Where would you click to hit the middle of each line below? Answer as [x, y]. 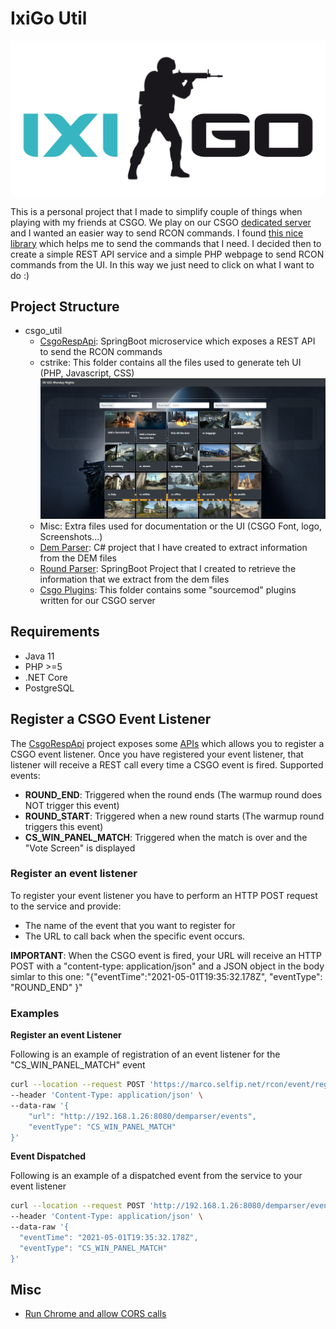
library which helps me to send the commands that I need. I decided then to [166, 243]
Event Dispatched [48, 1156]
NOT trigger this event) [72, 805]
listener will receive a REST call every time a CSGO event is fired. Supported [167, 764]
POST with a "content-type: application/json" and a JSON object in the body [167, 966]
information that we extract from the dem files [134, 579]
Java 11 [39, 656]
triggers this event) [64, 826]
